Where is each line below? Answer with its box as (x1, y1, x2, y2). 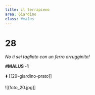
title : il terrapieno (5, 7, 50, 12)
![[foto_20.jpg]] (5, 85, 36, 91)
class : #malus (5, 16, 35, 21)
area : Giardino (5, 12, 37, 17)
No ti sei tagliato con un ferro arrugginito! (5, 54, 90, 60)
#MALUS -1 (5, 63, 29, 69)
